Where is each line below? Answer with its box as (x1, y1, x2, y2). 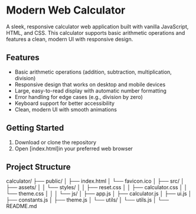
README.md (6, 203, 37, 210)
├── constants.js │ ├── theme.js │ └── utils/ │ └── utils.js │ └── (6, 196, 169, 203)
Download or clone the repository (14, 139, 96, 146)
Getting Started (6, 123, 64, 133)
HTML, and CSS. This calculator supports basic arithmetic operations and (6, 29, 185, 36)
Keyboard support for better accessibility (14, 100, 115, 107)
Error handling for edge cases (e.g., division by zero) (14, 93, 143, 100)
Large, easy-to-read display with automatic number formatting (14, 87, 166, 94)
